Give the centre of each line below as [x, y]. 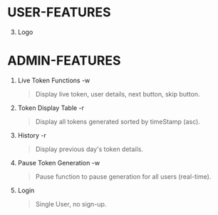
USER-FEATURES [59, 12]
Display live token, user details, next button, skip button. [118, 94]
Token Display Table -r [51, 108]
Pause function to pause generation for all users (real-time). [123, 176]
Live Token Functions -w [54, 80]
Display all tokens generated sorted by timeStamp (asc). [118, 121]
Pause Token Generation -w [59, 162]
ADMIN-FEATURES [64, 61]
